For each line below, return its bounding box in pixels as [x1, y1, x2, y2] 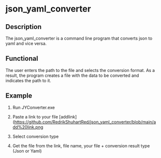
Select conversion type [12, 133, 59, 139]
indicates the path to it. [5, 77, 51, 83]
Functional [5, 55, 38, 63]
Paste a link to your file [12, 114, 59, 119]
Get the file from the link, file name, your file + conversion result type [12, 143, 150, 148]
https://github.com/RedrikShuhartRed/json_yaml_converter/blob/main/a [14, 119, 156, 125]
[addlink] [59, 114, 77, 119]
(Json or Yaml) [12, 148, 42, 154]
